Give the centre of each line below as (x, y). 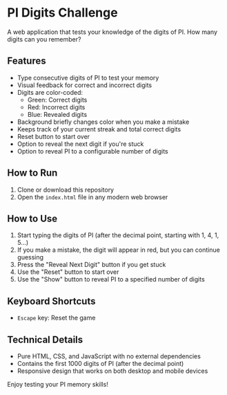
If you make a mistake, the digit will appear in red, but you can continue (119, 250)
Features (27, 61)
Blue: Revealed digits (57, 114)
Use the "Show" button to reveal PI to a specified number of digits (111, 279)
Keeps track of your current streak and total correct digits (99, 129)
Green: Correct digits (57, 100)
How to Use (32, 218)
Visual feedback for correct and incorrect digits (85, 85)
